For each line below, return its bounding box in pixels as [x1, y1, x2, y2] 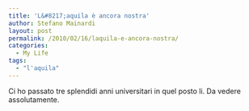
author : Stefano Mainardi [8, 19, 95, 27]
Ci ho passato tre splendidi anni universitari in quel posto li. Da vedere [8, 86, 241, 96]
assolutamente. [8, 94, 60, 105]
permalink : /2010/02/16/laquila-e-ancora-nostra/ [8, 34, 179, 43]
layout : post [8, 27, 53, 35]
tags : [8, 57, 27, 65]
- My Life [15, 49, 49, 57]
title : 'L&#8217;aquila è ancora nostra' [8, 11, 150, 20]
